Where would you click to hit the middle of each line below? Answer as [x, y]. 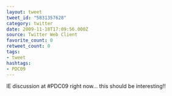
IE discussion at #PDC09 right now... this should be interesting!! [86, 86]
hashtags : [19, 63]
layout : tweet [24, 12]
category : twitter [30, 23]
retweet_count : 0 [28, 46]
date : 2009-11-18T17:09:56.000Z [47, 29]
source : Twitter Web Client [42, 35]
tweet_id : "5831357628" [37, 18]
